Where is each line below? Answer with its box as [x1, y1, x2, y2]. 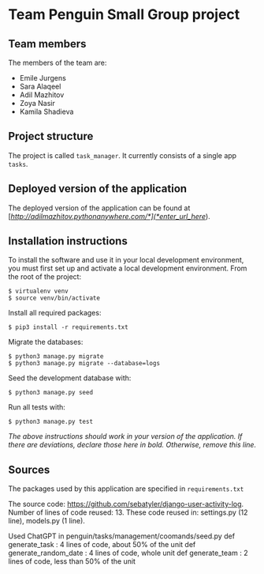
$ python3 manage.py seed [8, 389, 93, 397]
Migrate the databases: [8, 338, 84, 347]
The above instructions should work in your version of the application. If [8, 432, 243, 441]
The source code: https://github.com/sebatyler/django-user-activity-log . [8, 500, 244, 509]
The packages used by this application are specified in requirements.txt [8, 484, 244, 493]
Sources [8, 463, 50, 476]
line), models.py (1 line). [8, 516, 85, 526]
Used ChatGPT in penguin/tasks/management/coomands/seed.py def [8, 531, 235, 541]
